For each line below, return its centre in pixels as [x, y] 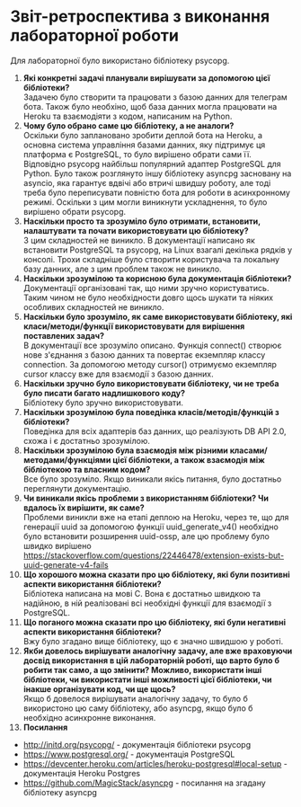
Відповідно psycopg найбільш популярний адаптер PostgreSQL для [152, 164]
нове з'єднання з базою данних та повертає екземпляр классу [144, 355]
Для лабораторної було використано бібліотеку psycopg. [120, 60]
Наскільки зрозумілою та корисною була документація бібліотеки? [157, 278]
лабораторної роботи [94, 35]
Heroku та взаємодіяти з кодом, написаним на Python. [128, 116]
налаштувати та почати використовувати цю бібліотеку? [136, 230]
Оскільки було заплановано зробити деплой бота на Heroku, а [143, 135]
